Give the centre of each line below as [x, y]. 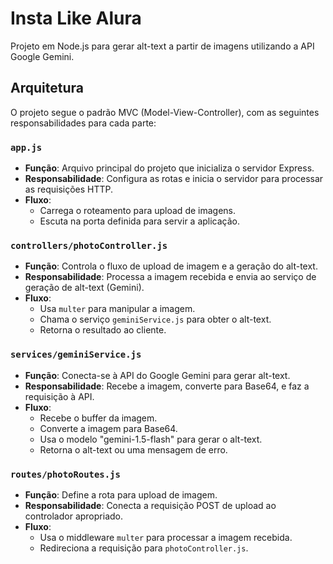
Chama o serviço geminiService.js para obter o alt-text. [155, 319]
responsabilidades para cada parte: [83, 123]
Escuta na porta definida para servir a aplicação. [140, 221]
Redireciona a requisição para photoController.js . [144, 548]
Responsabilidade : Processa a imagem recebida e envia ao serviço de [170, 277]
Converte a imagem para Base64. [108, 428]
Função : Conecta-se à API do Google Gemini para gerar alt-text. [157, 375]
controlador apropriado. [73, 516]
